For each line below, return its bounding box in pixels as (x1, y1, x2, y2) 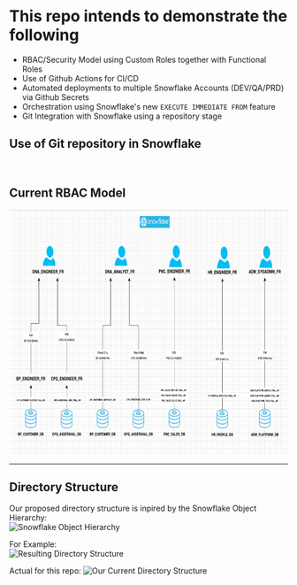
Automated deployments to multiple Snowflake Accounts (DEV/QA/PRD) (21, 82, 285, 93)
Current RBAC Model (9, 186, 126, 201)
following (9, 25, 80, 45)
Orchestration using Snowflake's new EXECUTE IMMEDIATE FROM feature (21, 101, 276, 112)
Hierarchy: (9, 512, 48, 523)
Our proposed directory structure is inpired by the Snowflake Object (9, 503, 257, 514)
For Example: (9, 539, 57, 550)
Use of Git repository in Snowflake (9, 136, 202, 151)
